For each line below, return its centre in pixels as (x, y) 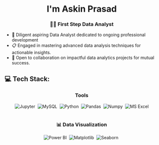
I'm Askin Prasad (82, 9)
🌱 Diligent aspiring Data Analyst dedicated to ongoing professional (79, 35)
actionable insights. (31, 53)
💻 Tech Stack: (27, 79)
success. (21, 63)
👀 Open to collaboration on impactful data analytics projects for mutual (83, 58)
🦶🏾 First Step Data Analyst (82, 24)
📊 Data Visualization (82, 124)
